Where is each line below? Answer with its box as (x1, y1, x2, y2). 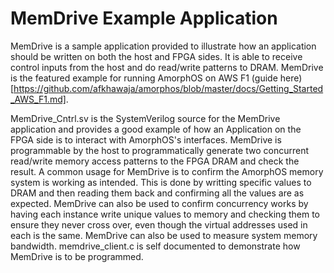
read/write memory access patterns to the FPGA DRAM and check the (10, 155, 300, 167)
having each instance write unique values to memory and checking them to (10, 208, 320, 220)
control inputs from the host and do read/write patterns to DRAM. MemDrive (10, 61, 324, 73)
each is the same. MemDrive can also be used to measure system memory (10, 229, 318, 241)
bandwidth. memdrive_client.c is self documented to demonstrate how (10, 240, 301, 252)
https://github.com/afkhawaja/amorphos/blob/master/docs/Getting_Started (13, 82, 324, 94)
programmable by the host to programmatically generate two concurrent (10, 144, 309, 156)
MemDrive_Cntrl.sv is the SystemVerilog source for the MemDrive (10, 112, 281, 124)
